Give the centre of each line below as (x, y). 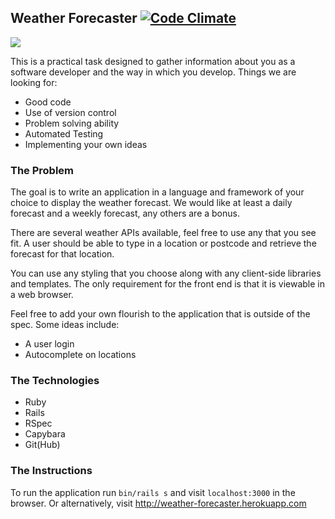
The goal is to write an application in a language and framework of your (157, 192)
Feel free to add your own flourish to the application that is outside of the (160, 314)
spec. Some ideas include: (65, 325)
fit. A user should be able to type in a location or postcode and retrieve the (163, 243)
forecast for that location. (62, 254)
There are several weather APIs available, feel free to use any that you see (163, 233)
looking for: (34, 82)
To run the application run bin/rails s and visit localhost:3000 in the (153, 492)
